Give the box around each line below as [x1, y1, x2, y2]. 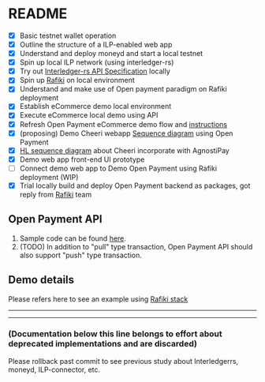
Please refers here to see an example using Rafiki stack [8, 294, 188, 304]
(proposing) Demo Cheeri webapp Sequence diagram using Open [19, 128, 233, 138]
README [8, 5, 68, 23]
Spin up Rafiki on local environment [19, 76, 136, 85]
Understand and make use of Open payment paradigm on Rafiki [19, 84, 227, 94]
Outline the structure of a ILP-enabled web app [19, 40, 173, 49]
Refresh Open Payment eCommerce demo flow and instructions [19, 119, 227, 129]
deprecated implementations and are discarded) [8, 339, 197, 350]
